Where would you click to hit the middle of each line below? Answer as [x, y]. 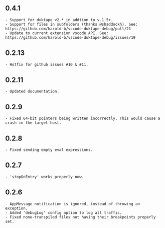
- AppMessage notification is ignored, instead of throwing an [73, 204]
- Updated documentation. [32, 92]
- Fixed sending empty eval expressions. [49, 150]
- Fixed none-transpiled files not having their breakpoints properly [80, 217]
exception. [17, 208]
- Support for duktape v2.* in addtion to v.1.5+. [59, 20]
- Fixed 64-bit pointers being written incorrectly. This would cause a [83, 119]
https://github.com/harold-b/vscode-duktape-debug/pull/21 [68, 29]
